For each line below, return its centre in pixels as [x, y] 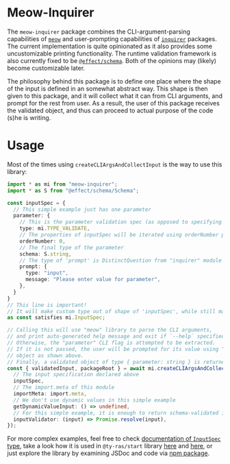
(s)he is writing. [29, 117]
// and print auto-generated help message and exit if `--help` [101, 337]
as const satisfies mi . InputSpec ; [56, 318]
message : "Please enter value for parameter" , [93, 280]
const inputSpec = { [37, 203]
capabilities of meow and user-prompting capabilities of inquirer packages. [112, 38]
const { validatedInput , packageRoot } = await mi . [82, 368]
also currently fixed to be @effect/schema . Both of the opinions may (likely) [112, 60]
